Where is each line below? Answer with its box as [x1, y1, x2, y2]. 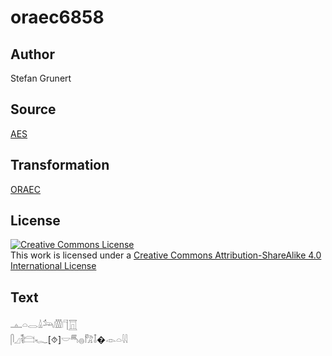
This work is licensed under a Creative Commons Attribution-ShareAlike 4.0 [10, 249, 322, 261]
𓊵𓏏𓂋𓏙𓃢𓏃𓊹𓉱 [10, 319, 78, 331]
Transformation [10, 157, 110, 174]
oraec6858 [10, 6, 105, 29]
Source [10, 101, 57, 118]
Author [10, 46, 55, 63]
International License [10, 260, 97, 272]
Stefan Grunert [10, 72, 72, 84]
